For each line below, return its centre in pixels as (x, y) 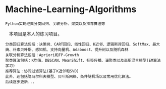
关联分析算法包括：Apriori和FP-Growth (42, 55)
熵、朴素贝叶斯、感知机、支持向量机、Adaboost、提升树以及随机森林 (67, 50)
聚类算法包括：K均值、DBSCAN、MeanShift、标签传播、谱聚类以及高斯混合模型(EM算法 (83, 60)
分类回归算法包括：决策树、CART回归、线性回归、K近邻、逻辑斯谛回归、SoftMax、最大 (83, 44)
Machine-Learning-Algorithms (71, 9)
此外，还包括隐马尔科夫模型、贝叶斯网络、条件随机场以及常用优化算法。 (69, 76)
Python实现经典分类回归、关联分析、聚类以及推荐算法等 (55, 24)
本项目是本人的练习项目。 (35, 33)
